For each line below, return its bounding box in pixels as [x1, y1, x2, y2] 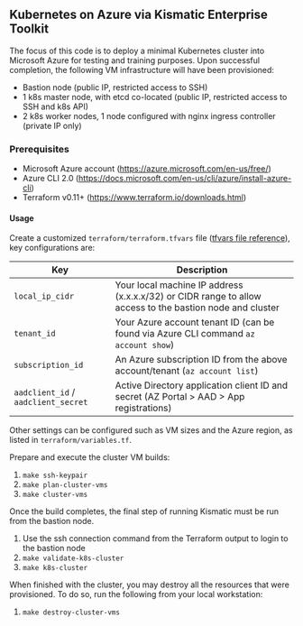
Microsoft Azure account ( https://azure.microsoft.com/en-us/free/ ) [22, 163, 272, 174]
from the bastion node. [9, 516, 95, 527]
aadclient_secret [14, 397, 88, 408]
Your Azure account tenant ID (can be [115, 316, 275, 328]
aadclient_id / [14, 386, 76, 399]
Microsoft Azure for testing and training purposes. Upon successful [9, 54, 260, 66]
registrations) [115, 401, 172, 414]
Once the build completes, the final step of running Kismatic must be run [9, 506, 280, 517]
